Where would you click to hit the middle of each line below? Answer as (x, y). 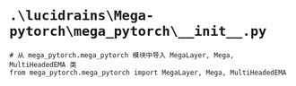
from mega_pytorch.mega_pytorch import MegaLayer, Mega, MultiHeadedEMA (148, 73)
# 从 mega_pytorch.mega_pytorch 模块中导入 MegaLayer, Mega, (122, 55)
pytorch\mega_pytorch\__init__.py (138, 32)
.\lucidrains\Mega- (82, 16)
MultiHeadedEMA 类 (43, 64)
